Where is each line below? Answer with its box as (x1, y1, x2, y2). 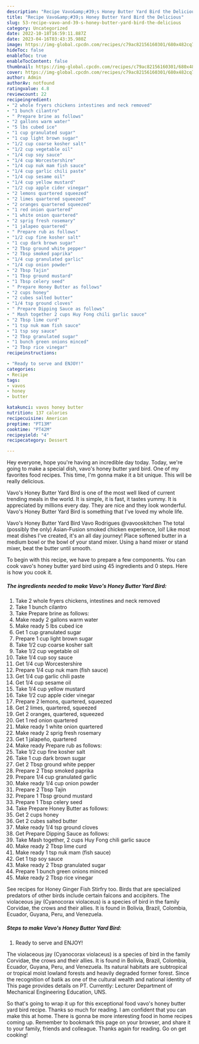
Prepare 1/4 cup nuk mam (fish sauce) (15, 667, 109, 674)
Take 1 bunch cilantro (15, 603, 67, 611)
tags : (6, 377, 20, 383)
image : (6, 42, 23, 48)
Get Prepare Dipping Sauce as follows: (15, 830, 109, 837)
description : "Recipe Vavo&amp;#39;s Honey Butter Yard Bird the (6, 8, 171, 15)
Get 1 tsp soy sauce (15, 855, 63, 862)
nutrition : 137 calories (6, 410, 68, 416)
